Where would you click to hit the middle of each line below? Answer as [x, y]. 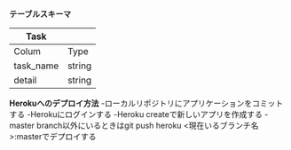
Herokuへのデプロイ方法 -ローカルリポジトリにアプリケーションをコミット [146, 103]
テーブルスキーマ [40, 14]
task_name [36, 66]
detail [25, 80]
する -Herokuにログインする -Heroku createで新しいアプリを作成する [136, 114]
